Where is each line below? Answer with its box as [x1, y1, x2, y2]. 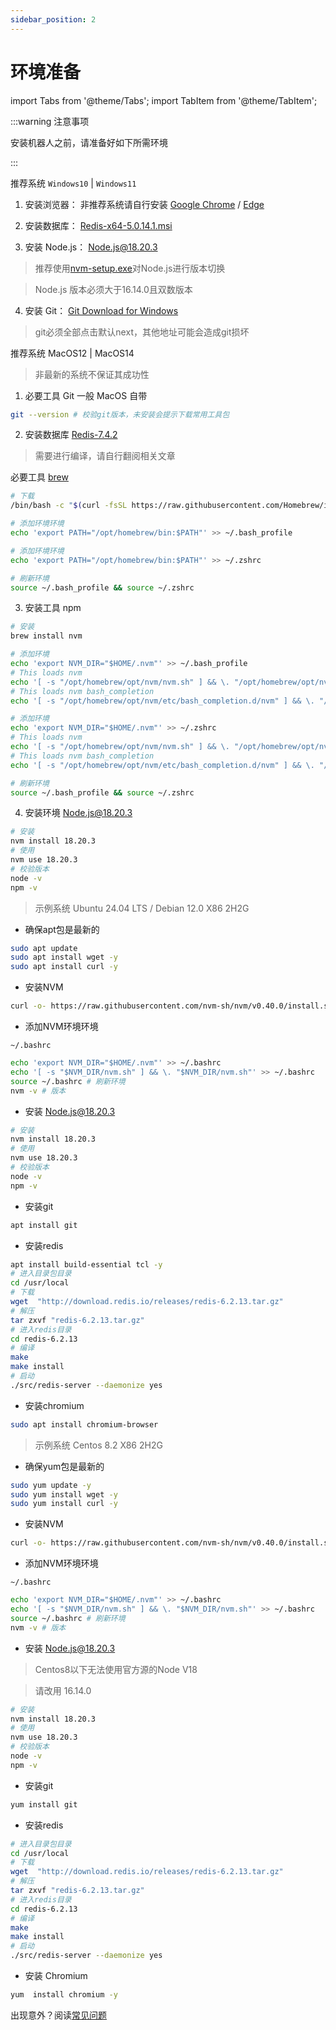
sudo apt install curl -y [10, 962, 118, 972]
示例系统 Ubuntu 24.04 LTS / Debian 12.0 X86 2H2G [34, 902, 250, 914]
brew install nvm [10, 631, 83, 641]
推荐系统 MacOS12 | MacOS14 [10, 347, 135, 359]
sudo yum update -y [10, 1480, 92, 1490]
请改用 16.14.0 [34, 1684, 92, 1696]
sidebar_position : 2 [10, 14, 97, 25]
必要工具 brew [10, 471, 69, 483]
